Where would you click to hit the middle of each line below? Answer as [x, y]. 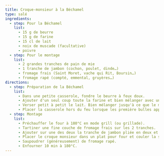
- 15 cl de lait [34, 42]
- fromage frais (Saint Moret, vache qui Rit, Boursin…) [77, 73]
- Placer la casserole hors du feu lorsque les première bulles [85, 110]
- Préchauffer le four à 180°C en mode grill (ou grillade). [82, 123]
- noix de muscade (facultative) [52, 46]
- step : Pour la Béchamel [36, 23]
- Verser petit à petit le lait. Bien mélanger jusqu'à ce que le [87, 105]
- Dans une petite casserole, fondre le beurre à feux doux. [82, 96]
